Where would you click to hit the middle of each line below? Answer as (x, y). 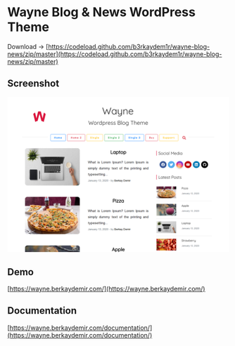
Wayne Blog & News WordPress (101, 12)
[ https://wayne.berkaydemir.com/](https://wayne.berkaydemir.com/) (106, 288)
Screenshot (33, 84)
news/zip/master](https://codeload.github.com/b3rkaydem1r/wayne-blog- (115, 54)
